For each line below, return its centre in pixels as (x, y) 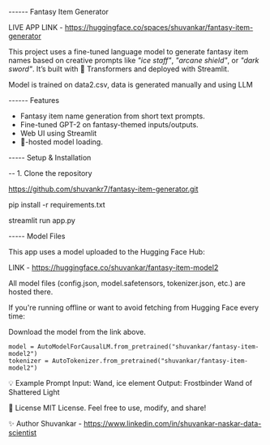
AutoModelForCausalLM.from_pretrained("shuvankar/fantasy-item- (148, 347)
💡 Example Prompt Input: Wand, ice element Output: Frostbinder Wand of (131, 383)
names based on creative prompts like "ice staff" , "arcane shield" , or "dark (134, 60)
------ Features (34, 100)
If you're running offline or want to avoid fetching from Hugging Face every (134, 308)
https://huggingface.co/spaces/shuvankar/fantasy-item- (159, 27)
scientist (23, 432)
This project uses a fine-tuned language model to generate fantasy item (129, 51)
